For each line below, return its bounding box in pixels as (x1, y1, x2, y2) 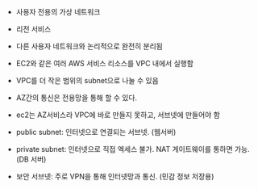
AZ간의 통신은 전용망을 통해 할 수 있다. (15, 93, 138, 103)
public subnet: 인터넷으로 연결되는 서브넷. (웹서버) (15, 128, 177, 136)
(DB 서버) (15, 154, 47, 164)
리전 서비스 (15, 24, 52, 34)
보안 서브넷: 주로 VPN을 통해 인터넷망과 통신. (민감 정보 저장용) (15, 172, 214, 181)
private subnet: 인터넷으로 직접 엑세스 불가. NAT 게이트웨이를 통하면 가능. (15, 145, 250, 153)
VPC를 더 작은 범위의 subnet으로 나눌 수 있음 (15, 76, 159, 85)
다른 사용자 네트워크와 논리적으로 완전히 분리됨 (15, 41, 163, 51)
